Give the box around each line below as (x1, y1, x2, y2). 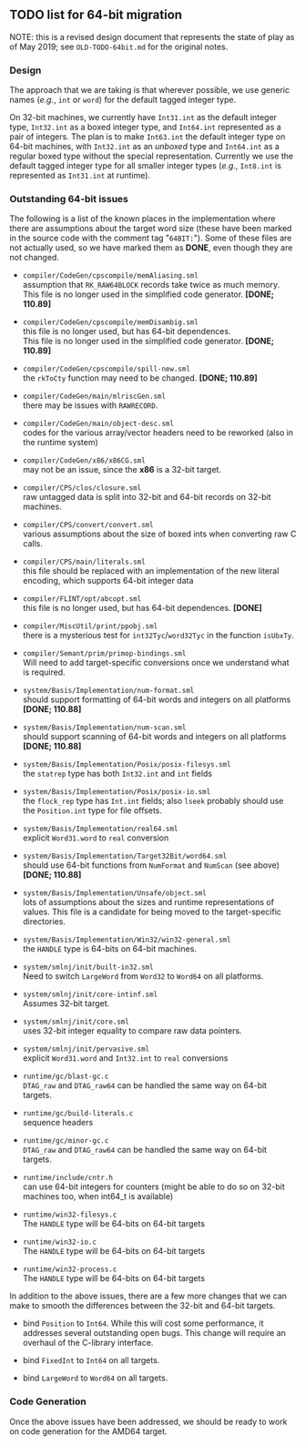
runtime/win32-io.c (22, 1237, 97, 1247)
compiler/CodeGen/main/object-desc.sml (22, 419, 175, 429)
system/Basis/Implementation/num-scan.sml (22, 723, 187, 732)
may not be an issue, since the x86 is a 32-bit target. (22, 464, 221, 475)
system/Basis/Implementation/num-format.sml (22, 687, 195, 696)
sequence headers (22, 1117, 94, 1128)
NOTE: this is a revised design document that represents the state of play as (9, 31, 295, 42)
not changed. (9, 252, 59, 263)
